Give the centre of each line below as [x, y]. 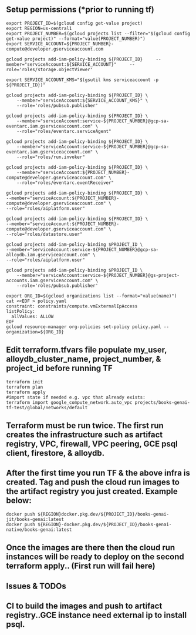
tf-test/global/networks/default [47, 407]
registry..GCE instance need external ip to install [96, 615]
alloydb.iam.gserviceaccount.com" [48, 255]
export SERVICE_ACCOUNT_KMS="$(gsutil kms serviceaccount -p [82, 80]
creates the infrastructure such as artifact [85, 435]
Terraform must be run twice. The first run [85, 426]
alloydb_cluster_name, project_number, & [84, 359]
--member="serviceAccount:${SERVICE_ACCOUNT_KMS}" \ [82, 100]
